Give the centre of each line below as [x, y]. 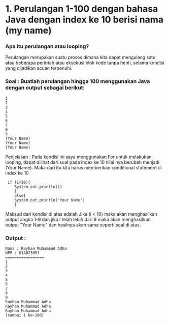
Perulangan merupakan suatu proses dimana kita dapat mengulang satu [80, 57]
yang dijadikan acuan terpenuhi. [39, 68]
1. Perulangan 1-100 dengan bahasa [82, 9]
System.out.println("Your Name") [50, 200]
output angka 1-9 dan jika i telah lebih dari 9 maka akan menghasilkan [78, 219]
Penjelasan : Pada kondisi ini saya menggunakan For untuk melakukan [78, 157]
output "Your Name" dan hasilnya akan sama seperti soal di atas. [73, 225]
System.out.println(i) [38, 187]
